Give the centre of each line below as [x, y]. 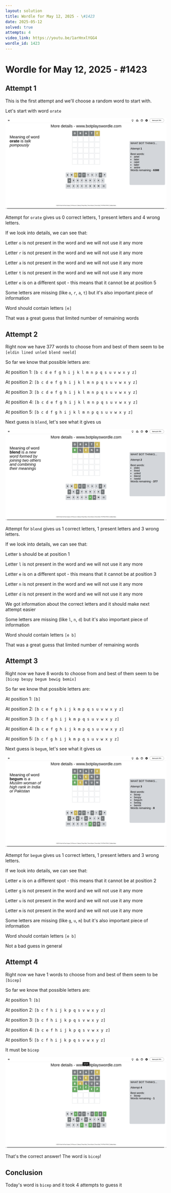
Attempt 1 [21, 88]
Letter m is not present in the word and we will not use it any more [74, 910]
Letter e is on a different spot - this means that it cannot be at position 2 [81, 881]
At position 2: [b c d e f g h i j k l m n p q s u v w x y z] [71, 382]
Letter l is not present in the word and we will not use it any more [74, 564]
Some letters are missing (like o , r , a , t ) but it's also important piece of [79, 293]
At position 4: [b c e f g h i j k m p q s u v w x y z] [65, 729]
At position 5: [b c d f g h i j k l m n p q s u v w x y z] [69, 412]
